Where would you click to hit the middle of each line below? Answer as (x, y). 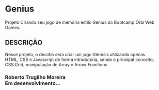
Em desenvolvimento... (33, 83)
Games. (13, 27)
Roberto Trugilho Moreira (35, 77)
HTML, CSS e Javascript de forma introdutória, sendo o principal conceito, (79, 60)
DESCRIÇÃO (24, 43)
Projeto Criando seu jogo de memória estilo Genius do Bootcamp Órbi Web (80, 22)
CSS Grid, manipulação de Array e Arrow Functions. (57, 64)
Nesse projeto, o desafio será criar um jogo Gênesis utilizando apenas (75, 54)
